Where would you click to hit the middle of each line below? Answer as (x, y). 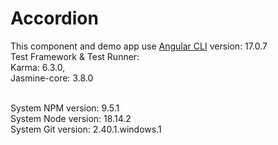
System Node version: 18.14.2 (71, 118)
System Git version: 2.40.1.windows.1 (86, 129)
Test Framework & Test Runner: (75, 56)
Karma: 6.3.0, (38, 67)
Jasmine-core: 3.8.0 (52, 78)
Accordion (54, 18)
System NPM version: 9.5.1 (65, 108)
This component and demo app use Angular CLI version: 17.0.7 (139, 46)
